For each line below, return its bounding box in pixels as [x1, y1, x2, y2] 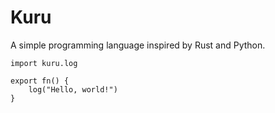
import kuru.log [10, 58, 78, 68]
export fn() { [10, 76, 70, 86]
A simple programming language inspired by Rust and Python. [10, 39, 266, 51]
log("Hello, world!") [28, 84, 118, 95]
